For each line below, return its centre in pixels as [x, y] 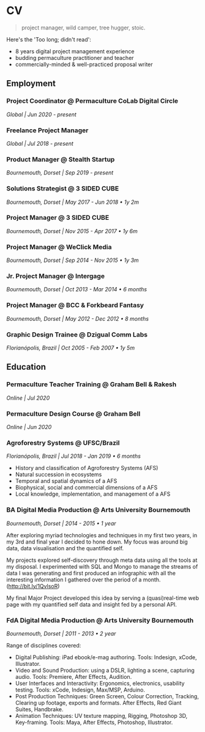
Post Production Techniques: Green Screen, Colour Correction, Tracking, [107, 696]
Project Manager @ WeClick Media [59, 247]
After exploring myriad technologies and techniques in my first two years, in [102, 535]
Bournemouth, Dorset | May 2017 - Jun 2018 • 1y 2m [73, 202]
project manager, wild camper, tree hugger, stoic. [83, 28]
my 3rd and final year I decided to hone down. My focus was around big [97, 542]
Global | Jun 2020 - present [41, 114]
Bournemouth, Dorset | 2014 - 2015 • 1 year [61, 523]
